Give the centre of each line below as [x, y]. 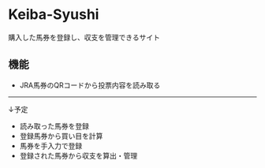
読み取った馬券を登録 [54, 126]
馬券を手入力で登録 [51, 146]
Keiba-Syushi [54, 15]
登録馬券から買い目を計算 [61, 136]
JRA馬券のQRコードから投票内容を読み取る [90, 85]
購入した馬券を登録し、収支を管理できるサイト [84, 37]
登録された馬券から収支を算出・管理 [78, 155]
